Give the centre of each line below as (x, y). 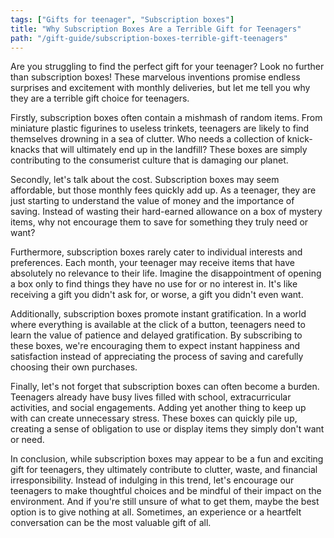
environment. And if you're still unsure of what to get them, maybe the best (165, 502)
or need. (27, 440)
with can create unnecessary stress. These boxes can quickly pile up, (154, 418)
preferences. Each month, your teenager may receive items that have (152, 263)
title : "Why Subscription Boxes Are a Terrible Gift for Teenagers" (156, 29)
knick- (299, 139)
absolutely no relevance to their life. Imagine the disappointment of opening (166, 273)
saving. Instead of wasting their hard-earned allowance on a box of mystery (166, 212)
